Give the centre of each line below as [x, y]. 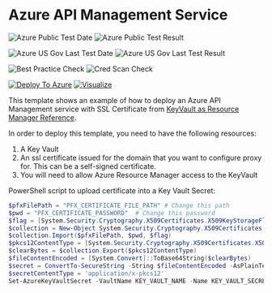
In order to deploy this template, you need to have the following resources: [132, 133]
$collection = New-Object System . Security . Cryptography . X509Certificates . [137, 228]
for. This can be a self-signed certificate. [88, 166]
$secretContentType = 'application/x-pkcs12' [86, 274]
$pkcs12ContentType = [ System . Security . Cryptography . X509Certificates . [132, 243]
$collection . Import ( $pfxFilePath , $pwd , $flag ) [90, 236]
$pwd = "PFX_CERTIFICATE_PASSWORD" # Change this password [112, 213]
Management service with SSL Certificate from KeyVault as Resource [124, 109]
